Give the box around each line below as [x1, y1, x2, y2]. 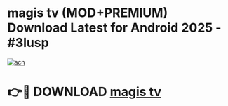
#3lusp [7, 35, 49, 51]
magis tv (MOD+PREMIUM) [7, 5, 168, 21]
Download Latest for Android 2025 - [7, 20, 222, 36]
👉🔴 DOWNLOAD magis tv [7, 84, 161, 100]
